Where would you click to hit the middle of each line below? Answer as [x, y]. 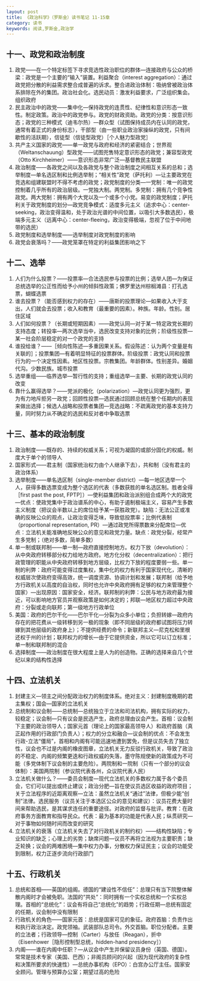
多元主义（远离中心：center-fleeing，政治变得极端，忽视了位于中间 [103, 220]
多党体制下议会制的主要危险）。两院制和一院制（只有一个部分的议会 [108, 763]
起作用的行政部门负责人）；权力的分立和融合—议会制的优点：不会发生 [105, 733]
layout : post [22, 12]
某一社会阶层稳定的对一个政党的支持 [59, 338]
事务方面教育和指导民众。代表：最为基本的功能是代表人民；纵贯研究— [106, 816]
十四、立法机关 [34, 680]
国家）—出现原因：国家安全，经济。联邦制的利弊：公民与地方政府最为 [101, 592]
